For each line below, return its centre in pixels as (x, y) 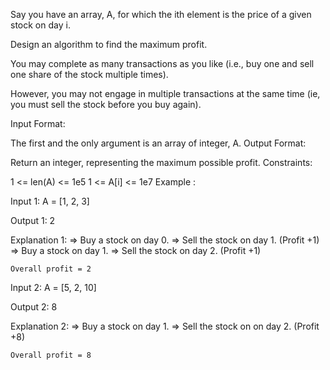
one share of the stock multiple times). (89, 74)
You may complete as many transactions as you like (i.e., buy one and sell (162, 63)
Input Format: (38, 123)
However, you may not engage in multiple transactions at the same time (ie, (165, 93)
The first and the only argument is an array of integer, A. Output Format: (158, 143)
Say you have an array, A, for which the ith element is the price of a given (161, 14)
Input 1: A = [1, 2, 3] (50, 201)
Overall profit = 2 (51, 269)
